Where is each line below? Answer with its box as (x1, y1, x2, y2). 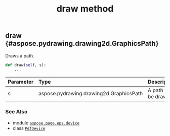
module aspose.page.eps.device (12, 119, 80, 126)
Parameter (8, 79, 34, 86)
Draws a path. (5, 52, 34, 58)
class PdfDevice (12, 125, 46, 131)
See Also (5, 108, 28, 115)
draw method (56, 3, 114, 15)
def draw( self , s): (5, 62, 47, 67)
